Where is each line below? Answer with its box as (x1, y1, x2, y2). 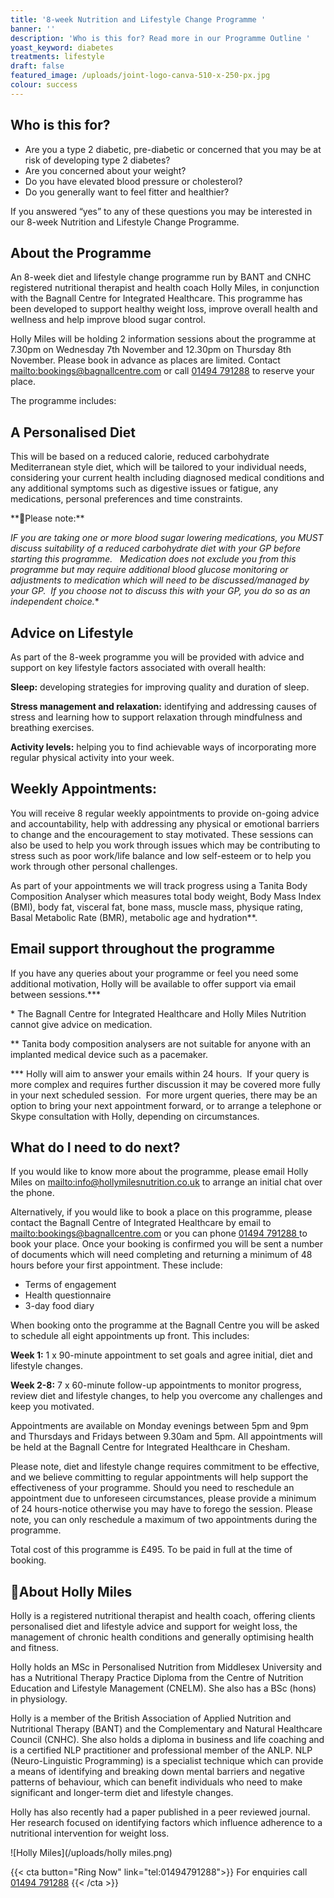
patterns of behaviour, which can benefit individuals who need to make (10, 1776, 303, 1788)
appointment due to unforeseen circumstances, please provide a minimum (10, 1492, 317, 1505)
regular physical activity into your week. (10, 752, 175, 763)
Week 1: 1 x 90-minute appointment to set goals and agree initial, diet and (10, 1349, 313, 1361)
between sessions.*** (10, 988, 102, 1000)
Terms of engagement (24, 1279, 117, 1291)
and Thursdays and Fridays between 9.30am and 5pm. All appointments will (10, 1431, 323, 1443)
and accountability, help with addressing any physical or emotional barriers (10, 817, 320, 830)
